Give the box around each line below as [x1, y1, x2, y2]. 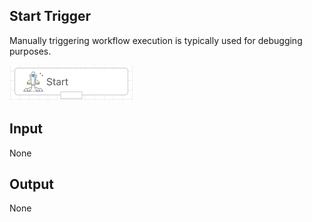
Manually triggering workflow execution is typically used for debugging [9, 34, 303, 46]
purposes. [9, 45, 52, 57]
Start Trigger [9, 8, 92, 25]
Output [9, 176, 54, 193]
